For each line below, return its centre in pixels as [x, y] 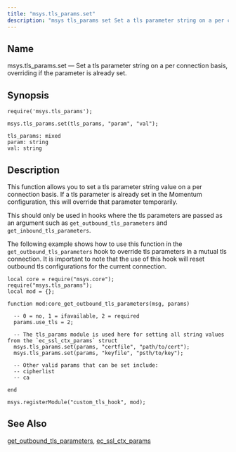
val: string [25, 148]
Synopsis [28, 95]
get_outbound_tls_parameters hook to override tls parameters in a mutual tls [117, 251]
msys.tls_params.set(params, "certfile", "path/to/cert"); [102, 347]
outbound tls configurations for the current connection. [87, 266]
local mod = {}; [31, 291]
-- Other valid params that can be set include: [86, 365]
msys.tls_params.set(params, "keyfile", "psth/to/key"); [99, 353]
